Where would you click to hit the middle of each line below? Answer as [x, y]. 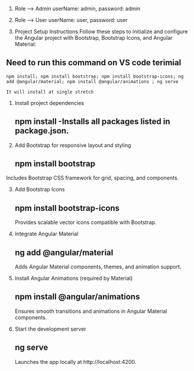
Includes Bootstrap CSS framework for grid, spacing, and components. [93, 178]
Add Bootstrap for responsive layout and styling [73, 145]
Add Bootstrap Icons [40, 190]
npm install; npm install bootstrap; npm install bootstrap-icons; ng [95, 76]
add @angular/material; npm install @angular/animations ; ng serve [92, 81]
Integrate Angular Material [46, 234]
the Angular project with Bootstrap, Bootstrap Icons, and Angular [93, 38]
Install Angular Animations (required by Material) [74, 279]
